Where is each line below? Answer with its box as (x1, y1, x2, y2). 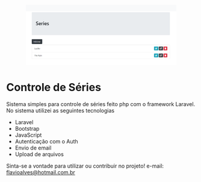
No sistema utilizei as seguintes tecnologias (6, 107, 115, 114)
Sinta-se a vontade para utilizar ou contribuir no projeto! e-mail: (6, 162, 164, 169)
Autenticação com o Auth (14, 137, 78, 145)
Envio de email (14, 144, 52, 151)
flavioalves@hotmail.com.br (6, 168, 75, 176)
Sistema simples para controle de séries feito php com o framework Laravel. (6, 100, 196, 107)
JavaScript (14, 131, 42, 139)
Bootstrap (14, 125, 40, 132)
